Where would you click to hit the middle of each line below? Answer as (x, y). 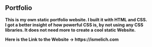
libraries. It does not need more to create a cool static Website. (71, 30)
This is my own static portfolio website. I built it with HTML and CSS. (76, 19)
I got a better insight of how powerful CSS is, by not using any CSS (74, 25)
